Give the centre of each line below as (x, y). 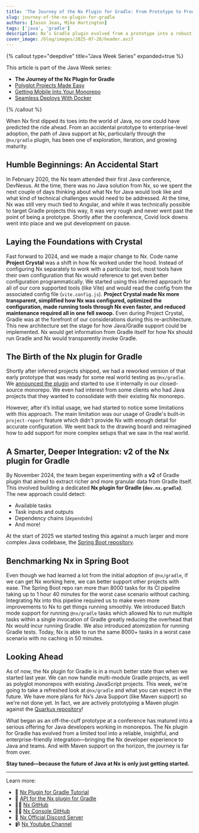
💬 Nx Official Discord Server (49, 817)
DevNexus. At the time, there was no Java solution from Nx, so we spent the (99, 185)
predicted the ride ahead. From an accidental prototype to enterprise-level (97, 127)
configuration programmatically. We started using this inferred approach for (98, 281)
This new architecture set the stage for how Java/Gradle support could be (97, 325)
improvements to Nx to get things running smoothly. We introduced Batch (96, 607)
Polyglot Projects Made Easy (49, 85)
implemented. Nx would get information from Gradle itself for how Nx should (99, 332)
